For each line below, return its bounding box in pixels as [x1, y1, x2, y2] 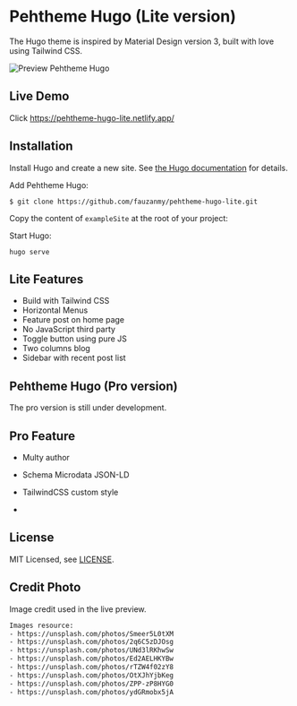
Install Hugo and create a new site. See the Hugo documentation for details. [9, 162, 289, 173]
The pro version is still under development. [9, 402, 167, 413]
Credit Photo [9, 580, 81, 595]
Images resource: [9, 621, 74, 630]
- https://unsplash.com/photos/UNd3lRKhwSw [9, 646, 174, 655]
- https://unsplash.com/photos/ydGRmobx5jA [9, 687, 174, 696]
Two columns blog [21, 343, 91, 354]
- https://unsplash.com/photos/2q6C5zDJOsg [9, 638, 174, 647]
